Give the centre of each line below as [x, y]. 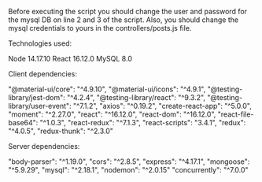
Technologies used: [40, 43]
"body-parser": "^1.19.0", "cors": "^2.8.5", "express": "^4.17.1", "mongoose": [129, 162]
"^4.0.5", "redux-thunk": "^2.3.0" [61, 131]
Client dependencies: [42, 74]
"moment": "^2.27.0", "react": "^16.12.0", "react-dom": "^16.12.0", [112, 114]
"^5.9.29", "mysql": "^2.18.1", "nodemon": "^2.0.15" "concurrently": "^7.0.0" [129, 170]
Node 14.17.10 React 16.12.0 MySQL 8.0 [70, 59]
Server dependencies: [44, 146]
